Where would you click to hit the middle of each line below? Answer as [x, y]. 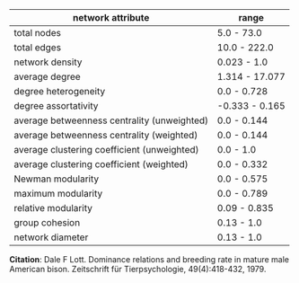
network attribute [111, 18]
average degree [47, 77]
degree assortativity [56, 106]
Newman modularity [57, 179]
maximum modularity [58, 194]
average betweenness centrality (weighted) [106, 135]
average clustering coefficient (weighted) [101, 164]
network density [48, 62]
